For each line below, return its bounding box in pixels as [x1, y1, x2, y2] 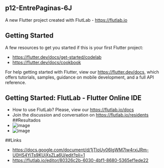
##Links [5, 137, 22, 143]
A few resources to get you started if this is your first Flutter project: [5, 44, 143, 50]
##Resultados [12, 117, 41, 123]
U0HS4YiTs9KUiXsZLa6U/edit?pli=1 [12, 152, 85, 158]
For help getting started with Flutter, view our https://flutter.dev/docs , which [5, 69, 160, 75]
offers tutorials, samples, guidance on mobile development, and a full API [5, 74, 154, 80]
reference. [5, 79, 26, 85]
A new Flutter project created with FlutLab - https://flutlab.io [5, 17, 127, 23]
